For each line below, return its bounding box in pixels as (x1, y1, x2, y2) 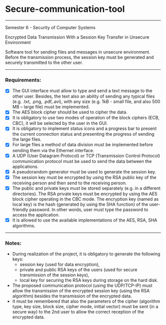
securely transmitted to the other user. (5, 59, 83, 65)
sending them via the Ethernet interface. (12, 147, 95, 153)
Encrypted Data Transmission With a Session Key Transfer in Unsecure (5, 34, 150, 40)
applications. (12, 163, 39, 169)
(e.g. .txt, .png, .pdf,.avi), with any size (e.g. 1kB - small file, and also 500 (12, 99, 161, 105)
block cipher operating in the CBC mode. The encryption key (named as (12, 196, 159, 202)
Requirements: (5, 76, 41, 83)
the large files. (12, 136, 42, 142)
